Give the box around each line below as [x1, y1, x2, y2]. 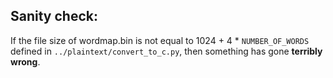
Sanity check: [10, 8, 98, 25]
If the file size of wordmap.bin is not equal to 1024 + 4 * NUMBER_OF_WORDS [10, 34, 310, 46]
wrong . [10, 55, 41, 68]
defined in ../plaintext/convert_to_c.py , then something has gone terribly [10, 45, 323, 57]
